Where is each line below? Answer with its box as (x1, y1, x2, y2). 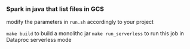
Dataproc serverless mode (6, 36, 72, 44)
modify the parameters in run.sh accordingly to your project (6, 19, 154, 26)
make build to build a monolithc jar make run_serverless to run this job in (6, 30, 184, 37)
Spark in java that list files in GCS (6, 5, 105, 13)
